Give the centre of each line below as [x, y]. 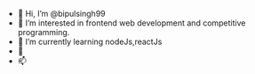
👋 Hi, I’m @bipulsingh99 [62, 14]
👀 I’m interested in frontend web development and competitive [131, 23]
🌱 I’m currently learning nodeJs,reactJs [90, 41]
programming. [44, 32]
